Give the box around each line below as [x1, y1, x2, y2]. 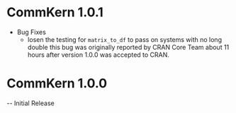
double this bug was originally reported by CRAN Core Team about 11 [27, 43, 230, 51]
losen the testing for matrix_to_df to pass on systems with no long [27, 35, 223, 43]
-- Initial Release [6, 99, 55, 107]
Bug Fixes [16, 28, 47, 36]
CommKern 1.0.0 [6, 75, 108, 92]
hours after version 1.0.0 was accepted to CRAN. [27, 50, 169, 59]
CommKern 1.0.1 [6, 4, 103, 21]
